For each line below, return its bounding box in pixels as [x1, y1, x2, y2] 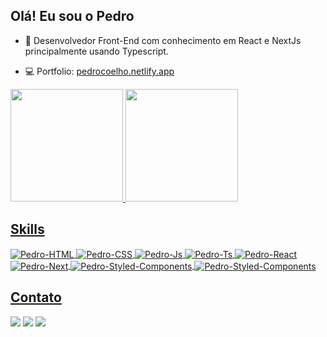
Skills [10, 221, 45, 238]
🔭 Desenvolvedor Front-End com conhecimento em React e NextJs [24, 34, 302, 46]
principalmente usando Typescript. [24, 45, 169, 57]
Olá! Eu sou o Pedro [10, 8, 135, 25]
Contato [10, 289, 62, 306]
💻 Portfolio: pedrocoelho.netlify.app [24, 65, 175, 77]
